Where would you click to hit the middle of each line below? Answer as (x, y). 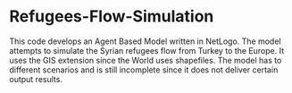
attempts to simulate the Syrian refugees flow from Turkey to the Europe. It (146, 50)
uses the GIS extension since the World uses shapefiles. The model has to (146, 60)
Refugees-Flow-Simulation (112, 17)
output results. (36, 79)
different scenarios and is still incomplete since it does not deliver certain (144, 70)
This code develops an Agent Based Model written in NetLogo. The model (145, 41)
